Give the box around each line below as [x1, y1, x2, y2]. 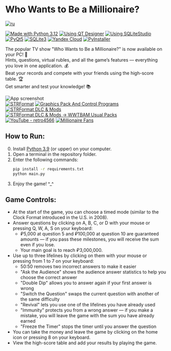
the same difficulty [20, 296, 60, 302]
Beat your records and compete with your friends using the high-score [5, 70, 154, 76]
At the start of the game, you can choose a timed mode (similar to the [12, 209, 159, 215]
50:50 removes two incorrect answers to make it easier [20, 263, 137, 270]
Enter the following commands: [12, 157, 79, 163]
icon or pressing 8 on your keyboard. [12, 335, 91, 341]
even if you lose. [20, 242, 55, 248]
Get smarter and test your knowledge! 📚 [5, 83, 91, 89]
